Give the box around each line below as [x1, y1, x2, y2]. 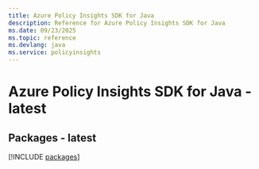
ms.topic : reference [8, 33, 77, 42]
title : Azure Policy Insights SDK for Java [8, 11, 155, 20]
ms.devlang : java [8, 41, 66, 49]
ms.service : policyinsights [8, 48, 102, 56]
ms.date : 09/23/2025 [8, 26, 77, 34]
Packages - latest [8, 131, 97, 144]
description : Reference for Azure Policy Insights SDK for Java [8, 19, 226, 27]
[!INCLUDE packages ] [8, 152, 80, 161]
